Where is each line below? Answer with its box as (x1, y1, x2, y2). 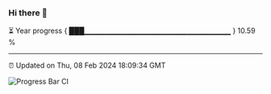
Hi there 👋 (8, 7, 48, 18)
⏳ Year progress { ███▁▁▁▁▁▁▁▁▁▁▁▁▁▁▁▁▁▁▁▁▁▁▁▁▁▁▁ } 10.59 (8, 26, 256, 35)
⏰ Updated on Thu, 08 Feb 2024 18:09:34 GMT (8, 60, 166, 71)
